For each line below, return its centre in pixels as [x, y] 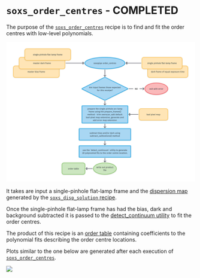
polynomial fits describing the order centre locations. [72, 239]
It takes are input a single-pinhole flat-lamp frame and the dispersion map [97, 191]
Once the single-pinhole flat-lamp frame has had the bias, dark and [89, 209]
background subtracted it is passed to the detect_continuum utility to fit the [99, 215]
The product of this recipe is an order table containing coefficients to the [96, 233]
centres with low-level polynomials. [50, 33]
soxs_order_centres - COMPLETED [92, 10]
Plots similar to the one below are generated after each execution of [90, 251]
